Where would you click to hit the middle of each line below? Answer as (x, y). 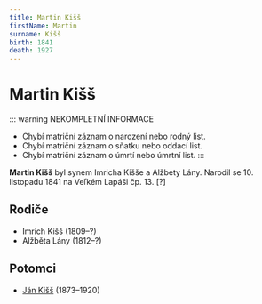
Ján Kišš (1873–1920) (61, 290)
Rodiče (29, 210)
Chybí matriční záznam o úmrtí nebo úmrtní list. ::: (113, 156)
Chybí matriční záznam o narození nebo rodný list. (114, 136)
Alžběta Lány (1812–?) (62, 240)
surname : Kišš (36, 34)
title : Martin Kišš (45, 17)
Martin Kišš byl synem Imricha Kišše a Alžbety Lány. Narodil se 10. (131, 172)
